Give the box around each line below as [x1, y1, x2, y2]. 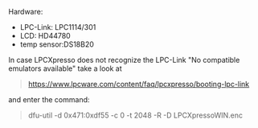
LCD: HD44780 [19, 31, 71, 40]
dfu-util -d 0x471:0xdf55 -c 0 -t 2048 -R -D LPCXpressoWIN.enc [27, 110, 244, 120]
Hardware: [8, 7, 43, 16]
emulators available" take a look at [8, 64, 122, 73]
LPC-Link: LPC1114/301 [19, 23, 96, 31]
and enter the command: [8, 95, 90, 104]
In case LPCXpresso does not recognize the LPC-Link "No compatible [8, 56, 240, 64]
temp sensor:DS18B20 [19, 39, 95, 49]
